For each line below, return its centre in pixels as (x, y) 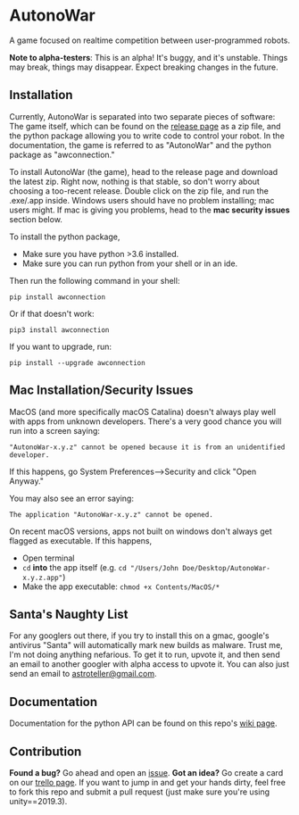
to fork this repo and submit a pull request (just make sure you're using (140, 792)
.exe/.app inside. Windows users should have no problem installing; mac (142, 200)
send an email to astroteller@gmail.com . (83, 674)
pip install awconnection (57, 297)
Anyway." (27, 481)
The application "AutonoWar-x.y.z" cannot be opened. (112, 514)
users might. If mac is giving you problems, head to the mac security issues (149, 210)
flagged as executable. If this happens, (81, 540)
